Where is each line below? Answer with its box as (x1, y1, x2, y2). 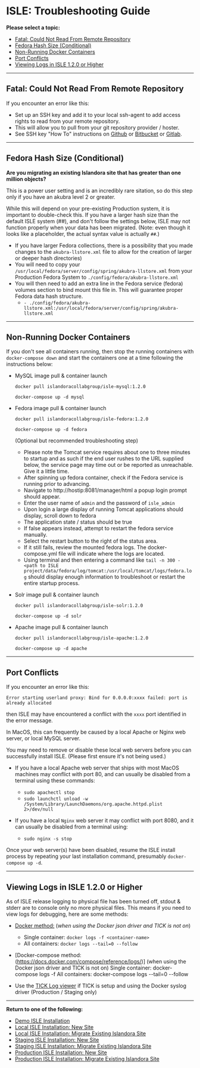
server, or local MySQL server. (6, 735, 81, 742)
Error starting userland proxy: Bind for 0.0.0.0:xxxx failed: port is (6, 695, 187, 701)
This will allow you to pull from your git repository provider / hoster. (14, 124, 180, 131)
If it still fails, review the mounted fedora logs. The (23, 544, 147, 551)
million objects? (6, 175, 46, 183)
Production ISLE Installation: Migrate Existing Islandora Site (14, 1055, 160, 1062)
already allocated (6, 700, 52, 706)
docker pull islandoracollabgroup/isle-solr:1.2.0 (14, 603, 143, 609)
